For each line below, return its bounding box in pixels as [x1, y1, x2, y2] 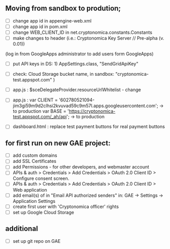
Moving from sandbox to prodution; [5, 4, 121, 13]
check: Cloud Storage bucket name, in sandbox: [12, 71, 114, 77]
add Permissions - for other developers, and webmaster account [12, 164, 150, 170]
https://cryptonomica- [69, 108, 116, 114]
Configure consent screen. [12, 175, 70, 181]
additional [5, 224, 38, 233]
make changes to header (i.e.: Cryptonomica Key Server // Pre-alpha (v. [12, 35, 165, 41]
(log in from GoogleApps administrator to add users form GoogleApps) [5, 51, 154, 57]
